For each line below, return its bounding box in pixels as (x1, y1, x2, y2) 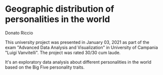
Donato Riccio (5, 30, 33, 36)
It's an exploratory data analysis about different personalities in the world (5, 59, 152, 65)
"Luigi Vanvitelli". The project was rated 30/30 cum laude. (5, 50, 121, 56)
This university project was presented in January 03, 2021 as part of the (5, 39, 150, 45)
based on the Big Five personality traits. (5, 64, 85, 70)
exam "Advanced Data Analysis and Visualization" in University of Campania (5, 44, 158, 50)
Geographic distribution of (5, 3, 114, 15)
